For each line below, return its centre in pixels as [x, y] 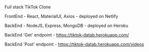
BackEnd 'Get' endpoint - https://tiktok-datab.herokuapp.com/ [67, 35]
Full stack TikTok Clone [28, 7]
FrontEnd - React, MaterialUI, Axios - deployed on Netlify [61, 16]
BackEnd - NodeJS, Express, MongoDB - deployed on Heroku [66, 26]
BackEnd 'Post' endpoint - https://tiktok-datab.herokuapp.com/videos [74, 44]
